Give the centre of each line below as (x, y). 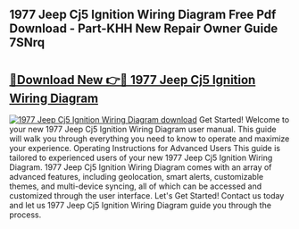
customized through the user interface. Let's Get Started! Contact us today (147, 195)
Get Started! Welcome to (245, 119)
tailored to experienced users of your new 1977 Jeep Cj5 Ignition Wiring (141, 157)
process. (25, 215)
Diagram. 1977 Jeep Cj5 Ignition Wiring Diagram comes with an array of (141, 167)
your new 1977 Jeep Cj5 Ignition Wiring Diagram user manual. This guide (143, 129)
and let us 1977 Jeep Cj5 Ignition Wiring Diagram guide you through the (141, 205)
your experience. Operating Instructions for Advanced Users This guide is (145, 148)
